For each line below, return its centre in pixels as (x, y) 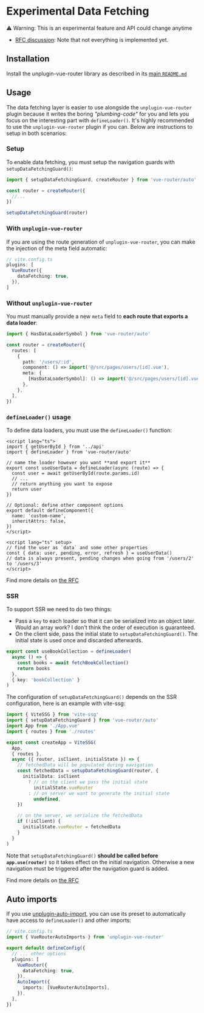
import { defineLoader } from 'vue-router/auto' (69, 452)
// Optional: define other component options (65, 505)
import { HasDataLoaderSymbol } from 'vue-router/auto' (78, 334)
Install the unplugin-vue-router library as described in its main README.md (97, 74)
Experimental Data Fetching (78, 11)
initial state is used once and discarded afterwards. (79, 640)
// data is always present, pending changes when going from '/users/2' (100, 558)
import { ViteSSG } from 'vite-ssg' (53, 715)
